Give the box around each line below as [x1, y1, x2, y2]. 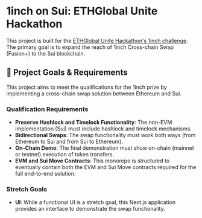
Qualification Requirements [6, 104, 89, 113]
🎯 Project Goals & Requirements [6, 68, 128, 78]
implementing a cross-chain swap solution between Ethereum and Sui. [6, 89, 182, 97]
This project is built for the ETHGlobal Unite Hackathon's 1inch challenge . [6, 37, 188, 44]
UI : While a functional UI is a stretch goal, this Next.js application [14, 199, 176, 206]
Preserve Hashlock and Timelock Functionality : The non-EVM [14, 119, 172, 126]
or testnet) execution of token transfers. [14, 151, 115, 158]
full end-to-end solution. [14, 170, 76, 178]
